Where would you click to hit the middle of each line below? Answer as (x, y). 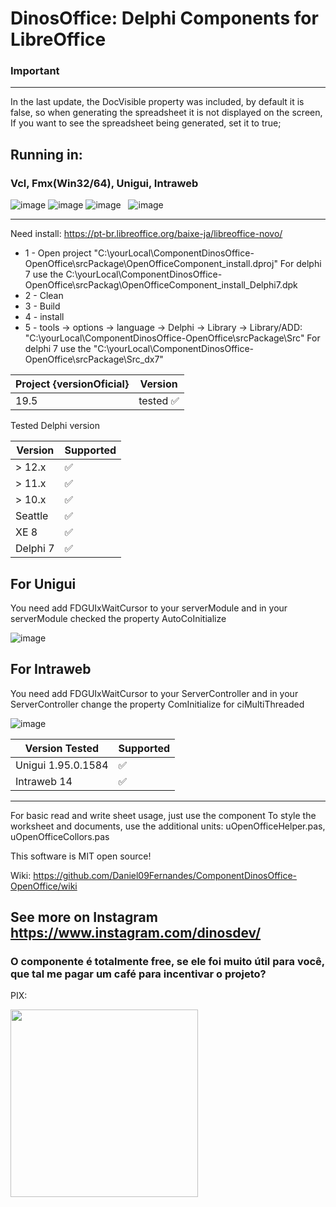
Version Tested (62, 748)
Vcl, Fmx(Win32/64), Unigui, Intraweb (104, 183)
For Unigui (43, 583)
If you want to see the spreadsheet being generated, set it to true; (146, 123)
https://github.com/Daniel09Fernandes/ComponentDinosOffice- (165, 875)
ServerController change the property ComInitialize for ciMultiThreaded (157, 704)
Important (35, 71)
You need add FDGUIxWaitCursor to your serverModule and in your (149, 608)
